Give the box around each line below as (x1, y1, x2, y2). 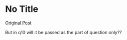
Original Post (5, 20, 32, 26)
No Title (5, 3, 39, 15)
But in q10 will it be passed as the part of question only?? (5, 29, 122, 35)
